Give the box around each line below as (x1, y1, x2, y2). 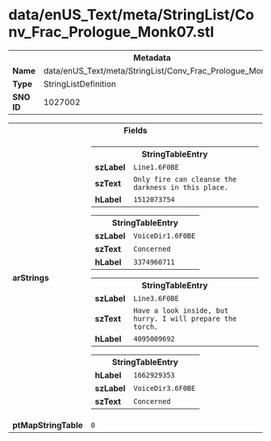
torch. (132, 321, 159, 331)
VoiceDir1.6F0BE (132, 231, 196, 240)
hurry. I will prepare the (132, 313, 237, 323)
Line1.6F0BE (132, 162, 179, 171)
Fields (123, 124, 148, 136)
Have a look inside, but (132, 305, 229, 315)
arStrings (12, 272, 50, 283)
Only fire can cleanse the (132, 174, 237, 183)
